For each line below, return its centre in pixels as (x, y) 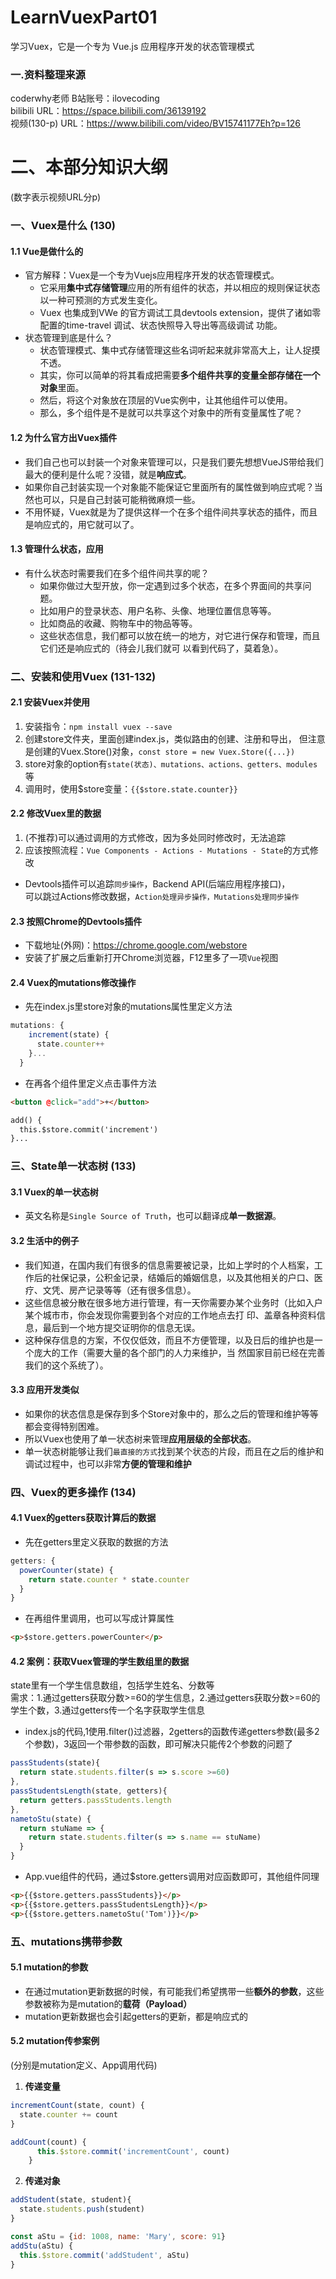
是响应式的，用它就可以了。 (82, 524)
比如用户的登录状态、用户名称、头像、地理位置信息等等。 (158, 610)
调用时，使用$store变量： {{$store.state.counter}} (131, 788)
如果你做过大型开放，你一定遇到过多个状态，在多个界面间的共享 (171, 585)
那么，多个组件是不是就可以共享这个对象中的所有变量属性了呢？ (171, 413)
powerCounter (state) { (66, 1570)
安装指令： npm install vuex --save (98, 726)
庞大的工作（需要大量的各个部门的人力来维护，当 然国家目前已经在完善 (179, 1352)
